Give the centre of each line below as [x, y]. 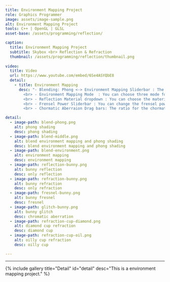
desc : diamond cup [34, 231]
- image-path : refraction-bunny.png [48, 179]
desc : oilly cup [32, 245]
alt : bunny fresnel [35, 198]
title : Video [24, 71]
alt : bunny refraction [38, 184]
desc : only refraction [38, 188]
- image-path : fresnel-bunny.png [45, 193]
